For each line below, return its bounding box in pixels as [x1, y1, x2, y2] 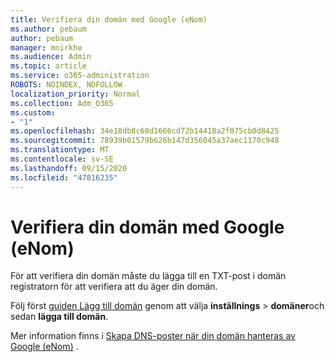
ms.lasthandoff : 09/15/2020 [10, 163, 128, 173]
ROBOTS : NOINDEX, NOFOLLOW [10, 80, 123, 90]
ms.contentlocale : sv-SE [10, 154, 114, 164]
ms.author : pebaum [10, 24, 87, 34]
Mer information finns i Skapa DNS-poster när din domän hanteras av [10, 330, 296, 342]
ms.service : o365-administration [10, 71, 150, 81]
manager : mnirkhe [10, 42, 83, 53]
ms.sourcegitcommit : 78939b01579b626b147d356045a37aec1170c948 [10, 136, 280, 146]
